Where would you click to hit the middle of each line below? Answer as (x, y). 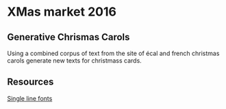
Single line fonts (30, 98)
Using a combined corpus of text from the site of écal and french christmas (113, 53)
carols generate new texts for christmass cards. (74, 61)
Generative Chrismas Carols (68, 37)
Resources (30, 82)
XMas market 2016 (62, 12)
